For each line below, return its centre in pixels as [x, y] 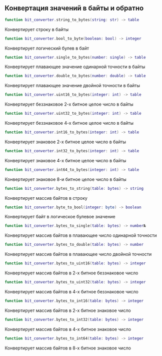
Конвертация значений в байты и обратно [74, 8]
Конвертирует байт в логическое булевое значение [60, 217]
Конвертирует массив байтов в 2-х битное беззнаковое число [71, 273]
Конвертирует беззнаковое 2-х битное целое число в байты [69, 104]
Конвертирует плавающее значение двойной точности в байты [72, 86]
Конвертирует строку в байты [37, 29]
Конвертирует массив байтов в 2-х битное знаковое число [68, 310]
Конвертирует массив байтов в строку [46, 198]
